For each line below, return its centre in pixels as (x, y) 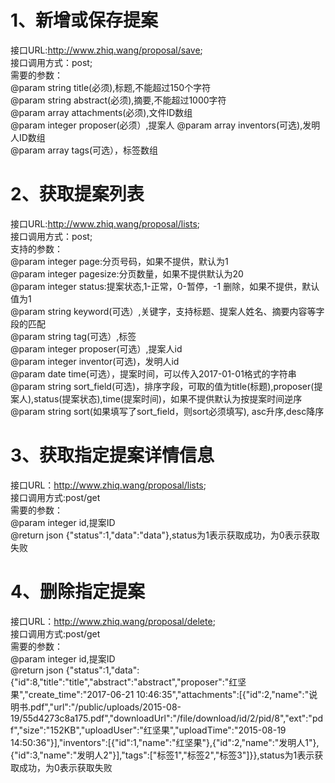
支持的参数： (36, 248)
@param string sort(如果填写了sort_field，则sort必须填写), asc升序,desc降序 (167, 411)
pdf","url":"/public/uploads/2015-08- (106, 707)
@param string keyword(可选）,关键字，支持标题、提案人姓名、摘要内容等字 (167, 311)
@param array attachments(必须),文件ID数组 (101, 112)
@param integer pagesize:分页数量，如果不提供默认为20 (127, 273)
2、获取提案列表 (77, 194)
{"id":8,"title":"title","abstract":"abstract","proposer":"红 (124, 682)
